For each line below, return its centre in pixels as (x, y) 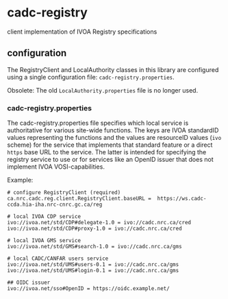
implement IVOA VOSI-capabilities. (56, 167)
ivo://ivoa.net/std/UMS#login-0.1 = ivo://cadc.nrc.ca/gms (93, 271)
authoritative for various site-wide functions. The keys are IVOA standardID (113, 130)
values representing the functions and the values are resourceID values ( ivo (114, 138)
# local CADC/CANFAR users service (58, 259)
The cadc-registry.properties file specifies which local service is (98, 123)
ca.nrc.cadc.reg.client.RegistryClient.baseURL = (79, 199)
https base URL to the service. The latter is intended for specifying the (107, 152)
